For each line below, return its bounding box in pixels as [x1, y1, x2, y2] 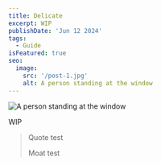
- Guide [15, 42, 42, 50]
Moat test [27, 148, 60, 158]
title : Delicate [8, 11, 63, 20]
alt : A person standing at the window [23, 79, 153, 87]
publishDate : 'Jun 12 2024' [8, 27, 103, 35]
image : [15, 64, 38, 72]
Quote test [27, 132, 64, 142]
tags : [8, 34, 27, 43]
